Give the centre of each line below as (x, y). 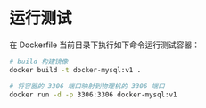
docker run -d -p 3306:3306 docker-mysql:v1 (93, 95)
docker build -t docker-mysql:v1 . (75, 70)
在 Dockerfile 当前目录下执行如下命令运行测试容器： (105, 45)
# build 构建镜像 (39, 62)
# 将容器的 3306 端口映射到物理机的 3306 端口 (87, 86)
